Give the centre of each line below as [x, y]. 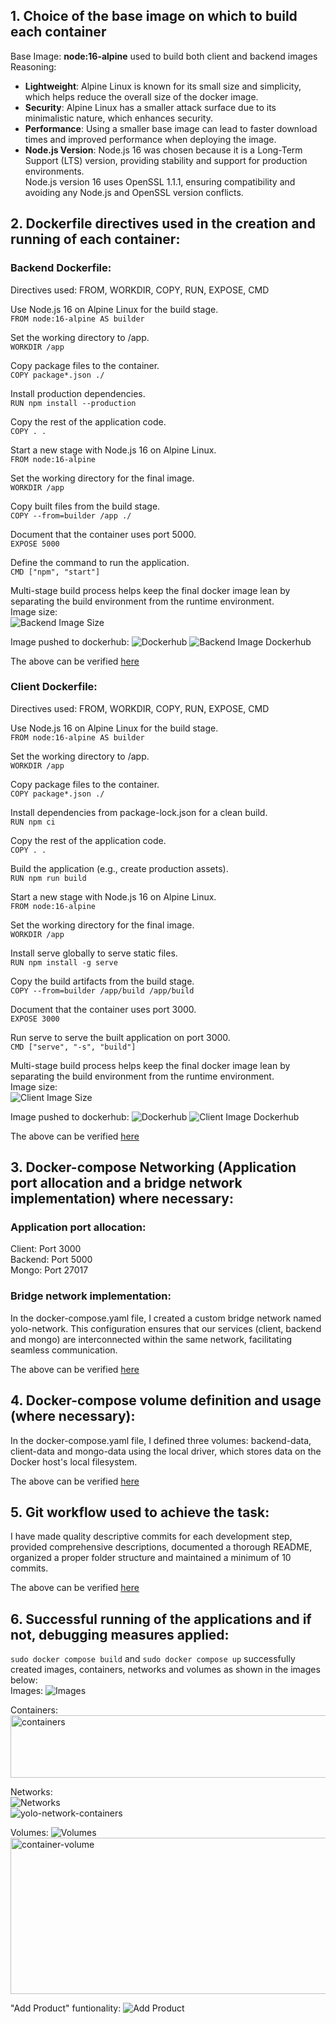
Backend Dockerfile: [61, 268]
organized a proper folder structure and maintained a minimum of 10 [151, 1558]
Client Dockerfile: [54, 687]
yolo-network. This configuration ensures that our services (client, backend [166, 1328]
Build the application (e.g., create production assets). [119, 868]
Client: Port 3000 [46, 1249]
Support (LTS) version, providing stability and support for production [166, 160]
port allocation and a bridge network [126, 1183]
